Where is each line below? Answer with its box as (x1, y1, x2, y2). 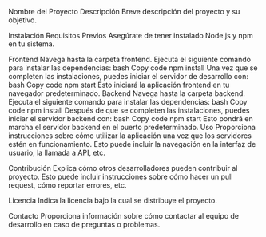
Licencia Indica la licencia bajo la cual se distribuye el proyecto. (8, 196, 218, 205)
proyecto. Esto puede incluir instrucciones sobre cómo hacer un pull (8, 172, 233, 181)
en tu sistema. (8, 39, 55, 49)
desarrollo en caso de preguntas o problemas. (8, 219, 161, 229)
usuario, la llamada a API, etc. (8, 148, 106, 157)
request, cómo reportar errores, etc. (8, 180, 127, 190)
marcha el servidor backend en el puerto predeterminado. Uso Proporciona (8, 123, 256, 132)
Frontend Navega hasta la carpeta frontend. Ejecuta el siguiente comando (8, 55, 252, 64)
